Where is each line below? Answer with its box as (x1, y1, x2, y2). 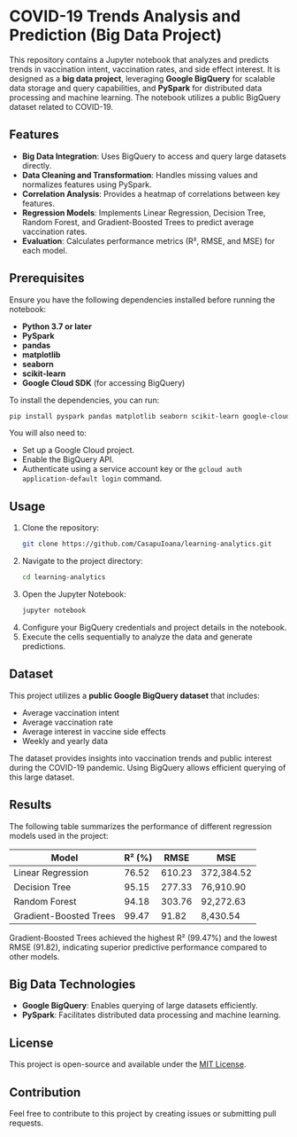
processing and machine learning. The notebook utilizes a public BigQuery (9, 91, 281, 103)
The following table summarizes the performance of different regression (9, 820, 272, 831)
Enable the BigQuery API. (21, 454, 115, 465)
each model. (21, 245, 68, 255)
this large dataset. (9, 772, 75, 782)
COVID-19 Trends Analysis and (9, 6, 241, 27)
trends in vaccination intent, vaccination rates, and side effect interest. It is (9, 64, 281, 74)
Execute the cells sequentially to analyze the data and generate (21, 631, 254, 642)
